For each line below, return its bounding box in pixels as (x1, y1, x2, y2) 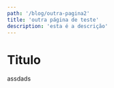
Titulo (7, 52, 41, 68)
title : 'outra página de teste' (7, 16, 99, 23)
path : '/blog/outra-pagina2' (7, 10, 90, 17)
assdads (7, 74, 31, 83)
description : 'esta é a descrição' (7, 23, 109, 29)
